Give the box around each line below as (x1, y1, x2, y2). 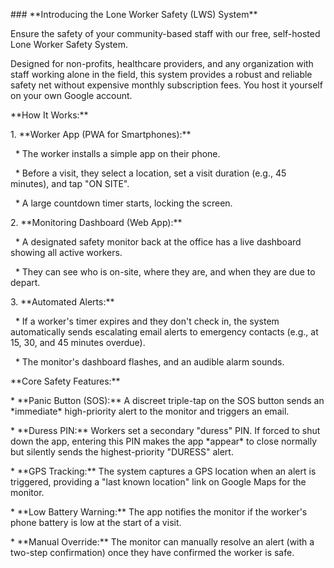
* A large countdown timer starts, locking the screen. (14, 197, 233, 209)
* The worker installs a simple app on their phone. (14, 148, 221, 159)
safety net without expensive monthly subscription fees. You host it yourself (10, 79, 323, 91)
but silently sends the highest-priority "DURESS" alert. (10, 446, 234, 458)
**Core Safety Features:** (10, 375, 121, 387)
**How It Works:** (10, 109, 89, 121)
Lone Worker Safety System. (10, 39, 128, 50)
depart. (10, 277, 41, 288)
